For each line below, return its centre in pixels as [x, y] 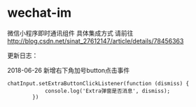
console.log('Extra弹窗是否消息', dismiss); [107, 91]
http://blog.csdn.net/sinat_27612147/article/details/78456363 [96, 41]
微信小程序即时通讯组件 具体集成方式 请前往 [70, 33]
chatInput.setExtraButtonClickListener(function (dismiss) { [98, 83]
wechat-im [40, 13]
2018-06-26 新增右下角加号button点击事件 [69, 70]
